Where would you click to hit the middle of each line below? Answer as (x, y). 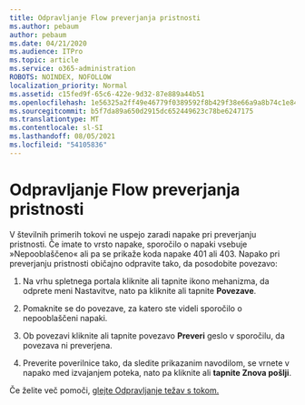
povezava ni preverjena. (68, 345)
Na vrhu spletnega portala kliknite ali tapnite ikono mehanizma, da (146, 281)
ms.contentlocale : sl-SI (56, 128)
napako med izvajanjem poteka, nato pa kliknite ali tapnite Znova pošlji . (157, 372)
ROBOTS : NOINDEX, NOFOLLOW (60, 77)
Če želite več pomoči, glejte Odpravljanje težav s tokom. (114, 390)
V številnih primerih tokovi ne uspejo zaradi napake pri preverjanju (133, 234)
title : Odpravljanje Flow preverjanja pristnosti (105, 18)
